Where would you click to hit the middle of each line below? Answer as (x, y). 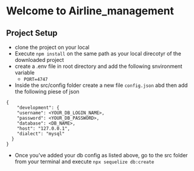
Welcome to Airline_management (90, 11)
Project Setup (32, 33)
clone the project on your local (52, 47)
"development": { (38, 108)
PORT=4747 (36, 79)
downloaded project (39, 60)
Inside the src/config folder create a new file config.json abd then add (101, 85)
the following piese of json (47, 91)
